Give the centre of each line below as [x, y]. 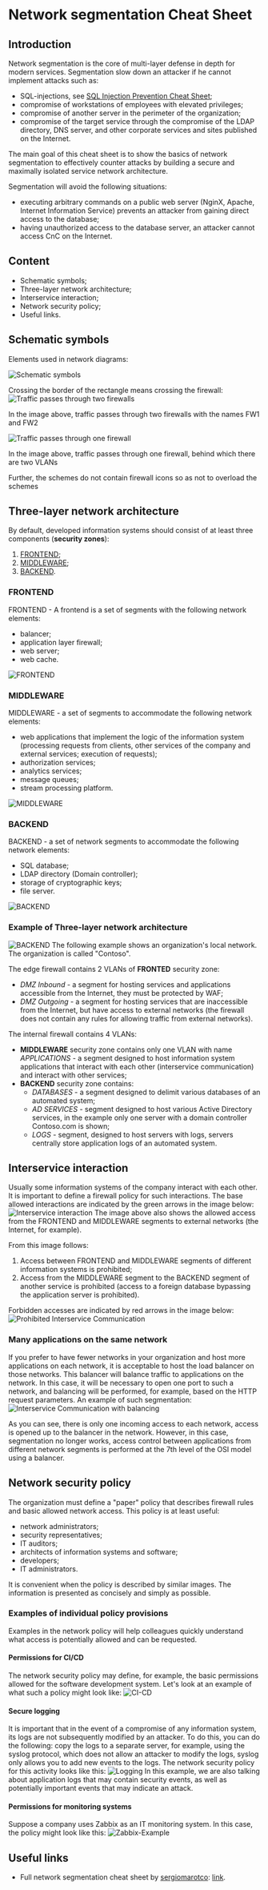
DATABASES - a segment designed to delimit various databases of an [146, 1092]
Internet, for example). [45, 1230]
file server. [38, 891]
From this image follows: [49, 1246]
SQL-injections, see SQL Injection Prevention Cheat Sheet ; [116, 96]
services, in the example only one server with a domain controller [140, 1118]
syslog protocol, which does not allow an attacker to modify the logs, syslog [134, 1754]
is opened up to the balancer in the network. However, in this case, [118, 1432]
